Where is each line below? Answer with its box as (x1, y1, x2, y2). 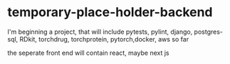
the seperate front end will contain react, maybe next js (7, 49, 169, 57)
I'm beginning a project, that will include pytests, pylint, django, (7, 27, 193, 36)
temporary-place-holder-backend (7, 4, 213, 20)
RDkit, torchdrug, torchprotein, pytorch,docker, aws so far (19, 34, 189, 43)
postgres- (194, 27, 223, 36)
